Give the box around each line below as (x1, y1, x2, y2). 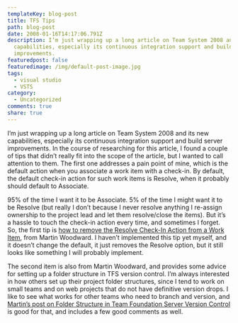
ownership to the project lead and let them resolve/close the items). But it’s (7, 210, 226, 219)
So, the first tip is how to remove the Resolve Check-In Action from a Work (7, 225, 225, 234)
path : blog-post (7, 23, 55, 31)
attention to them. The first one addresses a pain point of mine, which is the (7, 159, 229, 168)
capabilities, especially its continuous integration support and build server (7, 136, 223, 145)
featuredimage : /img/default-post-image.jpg (7, 63, 141, 70)
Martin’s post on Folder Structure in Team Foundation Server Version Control (7, 300, 231, 308)
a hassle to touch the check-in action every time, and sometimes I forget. (7, 218, 221, 226)
